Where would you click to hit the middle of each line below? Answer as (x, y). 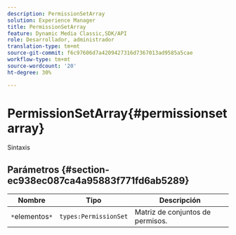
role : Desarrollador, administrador (61, 40)
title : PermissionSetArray (47, 27)
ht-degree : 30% (29, 72)
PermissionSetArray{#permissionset (117, 113)
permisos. (151, 221)
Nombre (32, 201)
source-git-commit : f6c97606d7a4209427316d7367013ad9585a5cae (100, 53)
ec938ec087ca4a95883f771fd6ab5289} (98, 181)
